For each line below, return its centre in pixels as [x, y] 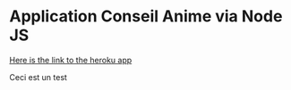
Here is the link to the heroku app [71, 60]
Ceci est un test [38, 77]
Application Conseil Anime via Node [146, 16]
